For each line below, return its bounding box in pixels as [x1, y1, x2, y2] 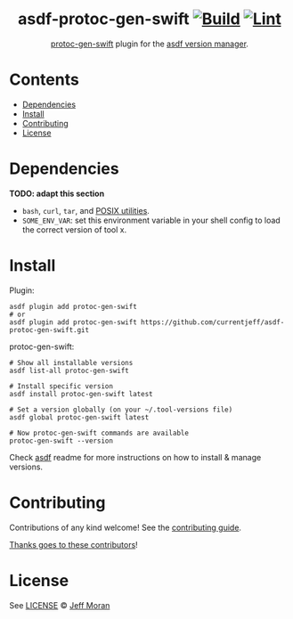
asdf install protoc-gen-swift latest [9, 389, 153, 398]
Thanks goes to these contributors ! [9, 539, 138, 550]
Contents [9, 69, 80, 90]
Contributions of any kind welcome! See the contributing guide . [9, 522, 242, 533]
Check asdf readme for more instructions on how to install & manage [9, 452, 262, 462]
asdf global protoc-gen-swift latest [9, 412, 150, 422]
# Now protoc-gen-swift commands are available [9, 428, 190, 437]
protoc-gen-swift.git [9, 325, 90, 334]
